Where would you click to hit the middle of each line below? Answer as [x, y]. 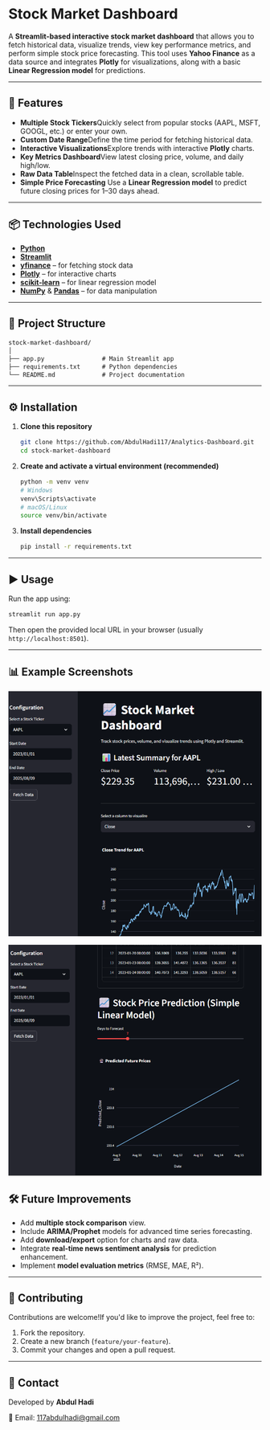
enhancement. [44, 1256]
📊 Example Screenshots [71, 672]
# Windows [37, 490]
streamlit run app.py [45, 615]
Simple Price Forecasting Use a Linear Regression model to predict [133, 182]
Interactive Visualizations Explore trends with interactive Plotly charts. [137, 148]
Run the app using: [39, 599]
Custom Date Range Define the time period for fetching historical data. [136, 139]
